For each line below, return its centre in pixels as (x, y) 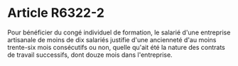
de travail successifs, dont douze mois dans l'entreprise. (90, 55)
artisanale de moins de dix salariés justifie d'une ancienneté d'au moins (112, 39)
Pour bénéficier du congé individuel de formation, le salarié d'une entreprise (119, 32)
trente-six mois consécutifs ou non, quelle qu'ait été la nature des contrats (117, 47)
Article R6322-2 (56, 13)
